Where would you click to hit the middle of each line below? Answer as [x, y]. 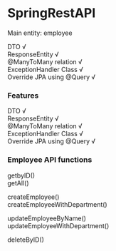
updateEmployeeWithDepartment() [58, 225]
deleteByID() [26, 240]
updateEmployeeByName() [47, 218]
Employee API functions [50, 160]
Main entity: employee [40, 33]
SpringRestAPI [52, 13]
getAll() [18, 183]
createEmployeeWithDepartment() [58, 204]
